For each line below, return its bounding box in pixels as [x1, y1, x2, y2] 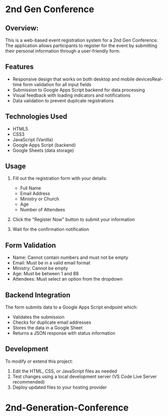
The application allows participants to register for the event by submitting [5, 43, 157, 49]
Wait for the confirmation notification [12, 226, 89, 233]
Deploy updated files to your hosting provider [12, 384, 107, 390]
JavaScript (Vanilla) [12, 136, 53, 142]
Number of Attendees [20, 207, 66, 213]
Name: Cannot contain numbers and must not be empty [12, 254, 129, 260]
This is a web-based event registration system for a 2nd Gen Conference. [5, 37, 158, 43]
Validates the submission [12, 314, 65, 320]
